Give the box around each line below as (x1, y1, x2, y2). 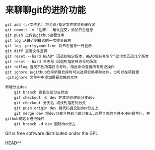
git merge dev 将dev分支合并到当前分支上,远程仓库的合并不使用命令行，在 (14, 111, 151, 116)
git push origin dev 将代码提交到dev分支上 (14, 105, 99, 111)
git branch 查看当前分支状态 (14, 90, 69, 95)
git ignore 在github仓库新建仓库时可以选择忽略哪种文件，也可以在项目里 (5, 70, 139, 75)
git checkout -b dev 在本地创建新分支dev (14, 95, 95, 100)
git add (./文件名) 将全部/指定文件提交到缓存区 (5, 22, 96, 27)
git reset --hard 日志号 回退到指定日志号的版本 (5, 59, 97, 64)
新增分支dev (5, 84, 27, 89)
